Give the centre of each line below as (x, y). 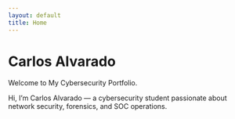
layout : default (34, 15)
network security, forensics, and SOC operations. (88, 106)
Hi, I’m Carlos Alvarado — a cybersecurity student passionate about (117, 98)
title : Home (27, 23)
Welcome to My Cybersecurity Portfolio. (73, 83)
